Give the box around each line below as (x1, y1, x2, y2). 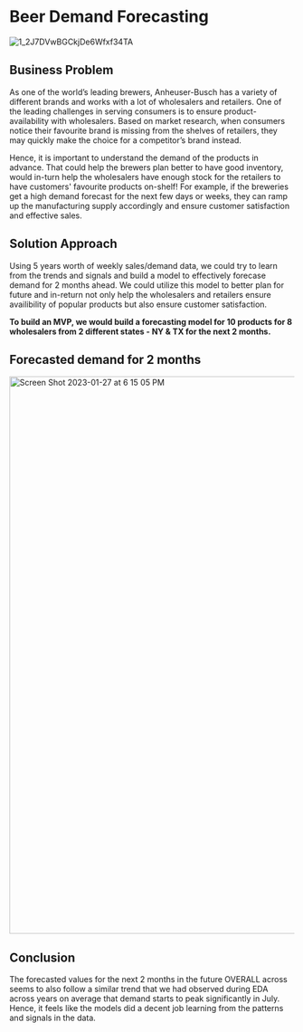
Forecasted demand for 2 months (9, 351, 202, 368)
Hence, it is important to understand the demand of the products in (9, 152, 260, 163)
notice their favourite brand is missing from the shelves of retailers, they (9, 125, 278, 136)
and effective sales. (9, 210, 83, 221)
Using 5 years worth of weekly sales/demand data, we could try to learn (9, 260, 279, 271)
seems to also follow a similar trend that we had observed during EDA (9, 984, 269, 995)
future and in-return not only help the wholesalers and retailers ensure (9, 289, 271, 300)
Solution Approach (9, 236, 118, 252)
